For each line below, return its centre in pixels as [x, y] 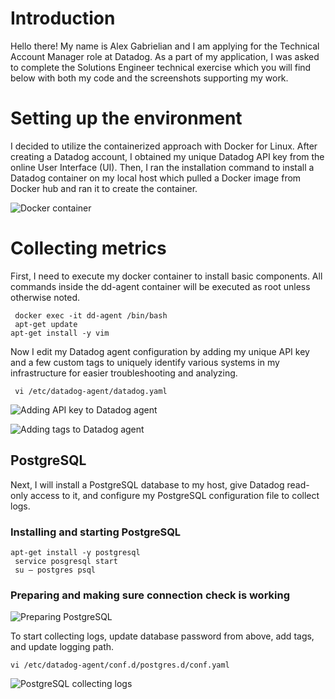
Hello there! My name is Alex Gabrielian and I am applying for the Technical [165, 46]
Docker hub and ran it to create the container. [104, 188]
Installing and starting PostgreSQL [96, 532]
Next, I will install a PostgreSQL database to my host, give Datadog [147, 484]
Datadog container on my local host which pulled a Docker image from [156, 178]
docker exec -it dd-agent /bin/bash [91, 315]
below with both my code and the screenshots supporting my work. [149, 78]
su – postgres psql [55, 570]
